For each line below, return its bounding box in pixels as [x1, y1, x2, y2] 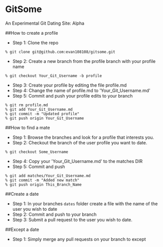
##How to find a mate [5, 124, 50, 130]
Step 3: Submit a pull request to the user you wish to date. [12, 216, 133, 222]
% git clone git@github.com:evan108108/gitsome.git [5, 49, 115, 54]
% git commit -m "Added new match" [5, 178, 80, 183]
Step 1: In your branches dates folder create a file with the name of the [12, 200, 158, 207]
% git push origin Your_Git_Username [5, 116, 84, 121]
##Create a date [5, 191, 39, 197]
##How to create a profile [5, 30, 59, 36]
